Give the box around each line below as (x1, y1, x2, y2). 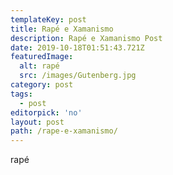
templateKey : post (10, 14, 87, 25)
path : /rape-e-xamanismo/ (10, 126, 118, 136)
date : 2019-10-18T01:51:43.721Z (10, 42, 145, 53)
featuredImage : (10, 52, 74, 62)
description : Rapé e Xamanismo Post (10, 33, 163, 43)
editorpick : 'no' (10, 107, 83, 118)
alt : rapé (19, 61, 60, 71)
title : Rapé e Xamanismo (10, 24, 114, 34)
